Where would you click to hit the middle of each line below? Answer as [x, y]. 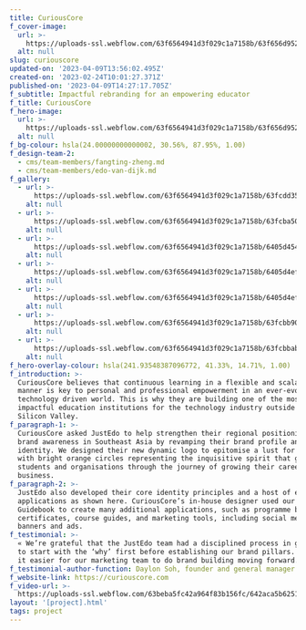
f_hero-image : [36, 111]
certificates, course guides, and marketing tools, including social [152, 518]
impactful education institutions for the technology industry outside [157, 408]
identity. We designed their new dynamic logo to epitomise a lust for [157, 450]
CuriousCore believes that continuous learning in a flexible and [146, 382]
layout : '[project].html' [58, 603]
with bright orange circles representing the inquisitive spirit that [154, 459]
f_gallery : [30, 179]
